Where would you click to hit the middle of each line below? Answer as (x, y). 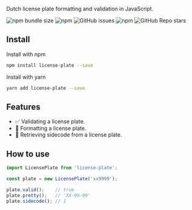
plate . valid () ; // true (40, 190)
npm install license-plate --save (50, 65)
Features (23, 107)
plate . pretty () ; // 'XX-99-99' (48, 195)
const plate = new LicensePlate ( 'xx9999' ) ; (62, 179)
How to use (28, 154)
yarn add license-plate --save (46, 88)
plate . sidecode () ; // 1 (36, 201)
